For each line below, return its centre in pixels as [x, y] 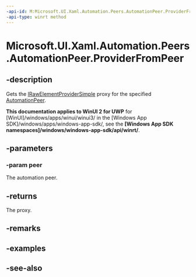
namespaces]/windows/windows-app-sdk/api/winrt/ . [73, 130]
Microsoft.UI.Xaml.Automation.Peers [98, 46]
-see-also [24, 269]
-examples [26, 248]
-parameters [29, 148]
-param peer [24, 165]
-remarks [23, 228]
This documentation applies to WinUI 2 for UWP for [69, 111]
